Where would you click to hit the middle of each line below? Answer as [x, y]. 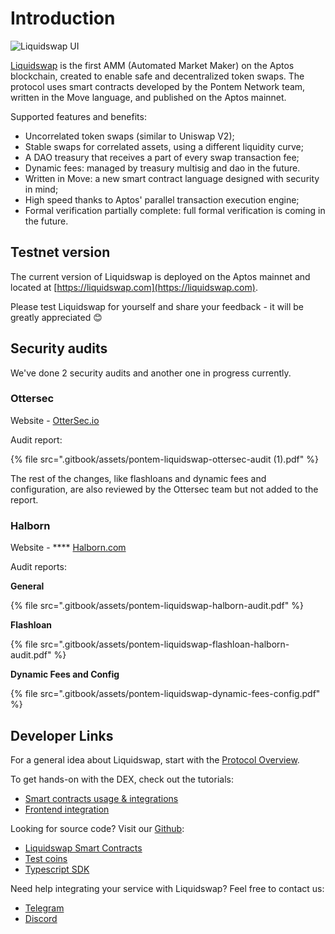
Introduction [63, 18]
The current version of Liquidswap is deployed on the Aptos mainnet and [160, 276]
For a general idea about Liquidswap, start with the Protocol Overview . [155, 759]
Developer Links [62, 735]
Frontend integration [67, 809]
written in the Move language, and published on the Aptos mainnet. [148, 97]
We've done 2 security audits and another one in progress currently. [151, 373]
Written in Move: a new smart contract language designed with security [172, 178]
